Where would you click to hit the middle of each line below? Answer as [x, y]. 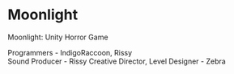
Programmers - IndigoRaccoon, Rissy [70, 52]
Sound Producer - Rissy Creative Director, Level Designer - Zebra [117, 61]
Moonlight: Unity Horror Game [58, 37]
